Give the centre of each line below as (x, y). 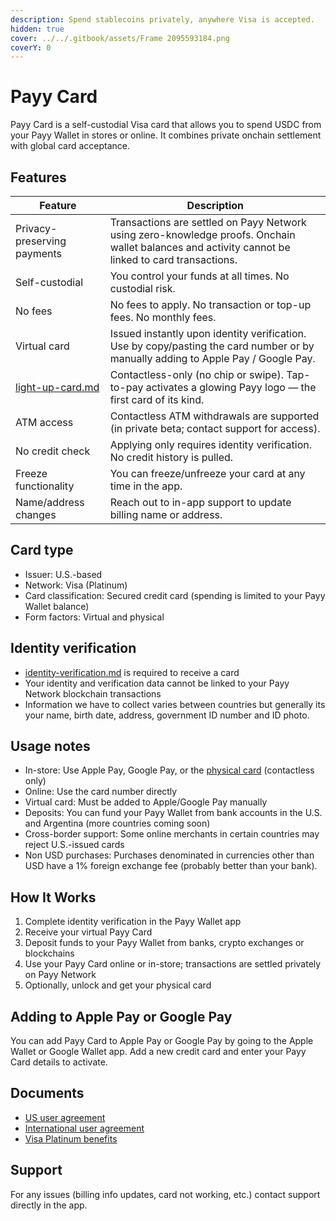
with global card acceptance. (70, 146)
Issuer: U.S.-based (63, 574)
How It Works (53, 897)
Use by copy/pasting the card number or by (212, 346)
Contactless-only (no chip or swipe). (196, 374)
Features (38, 177)
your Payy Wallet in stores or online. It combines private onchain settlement (166, 135)
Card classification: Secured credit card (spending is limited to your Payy (175, 595)
